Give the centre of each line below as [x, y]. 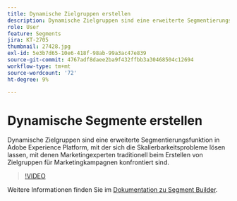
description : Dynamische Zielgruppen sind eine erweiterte [96, 20]
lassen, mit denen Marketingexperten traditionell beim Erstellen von [105, 155]
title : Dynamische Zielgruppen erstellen [69, 14]
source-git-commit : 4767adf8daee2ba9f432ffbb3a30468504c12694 [101, 60]
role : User [23, 27]
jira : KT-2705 [28, 40]
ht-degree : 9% [28, 79]
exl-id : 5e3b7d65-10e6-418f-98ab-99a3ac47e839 [77, 54]
